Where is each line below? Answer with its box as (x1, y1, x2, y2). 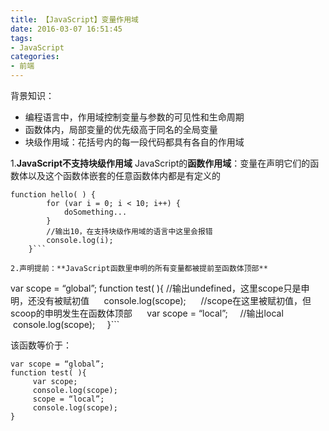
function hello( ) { (10, 190, 97, 200)
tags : (10, 33, 33, 43)
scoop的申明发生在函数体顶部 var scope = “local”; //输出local (10, 307, 284, 319)
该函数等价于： (10, 339, 72, 351)
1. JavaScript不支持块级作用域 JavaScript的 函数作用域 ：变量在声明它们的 (10, 157, 311, 169)
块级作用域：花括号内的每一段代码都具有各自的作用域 (24, 136, 245, 148)
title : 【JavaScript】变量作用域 (10, 14, 139, 25)
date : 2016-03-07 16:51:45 (10, 24, 123, 34)
